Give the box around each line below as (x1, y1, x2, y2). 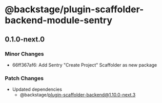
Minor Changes (5, 50, 44, 57)
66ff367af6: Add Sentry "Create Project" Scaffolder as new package (12, 61, 157, 68)
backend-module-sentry (5, 14, 113, 26)
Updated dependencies (12, 86, 63, 93)
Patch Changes (5, 74, 44, 81)
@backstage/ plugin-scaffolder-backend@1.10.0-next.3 (19, 92, 136, 98)
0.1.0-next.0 (5, 35, 45, 44)
